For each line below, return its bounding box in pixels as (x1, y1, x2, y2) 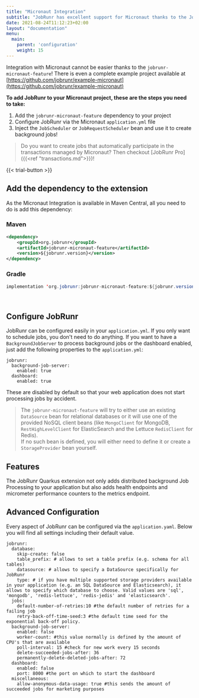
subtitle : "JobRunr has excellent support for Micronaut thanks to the (6, 14, 187, 20)
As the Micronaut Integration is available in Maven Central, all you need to (6, 199, 186, 207)
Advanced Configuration (6, 507, 99, 517)
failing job (6, 608, 36, 614)
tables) (6, 561, 25, 567)
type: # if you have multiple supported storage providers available (17, 577, 192, 583)
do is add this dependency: (6, 205, 73, 212)
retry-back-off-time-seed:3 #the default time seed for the (17, 613, 168, 619)
